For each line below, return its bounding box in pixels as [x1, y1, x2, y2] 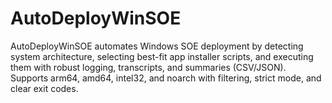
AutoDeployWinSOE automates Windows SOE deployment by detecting [10, 40, 304, 52]
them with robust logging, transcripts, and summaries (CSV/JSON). [10, 61, 287, 73]
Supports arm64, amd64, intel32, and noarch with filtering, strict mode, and [10, 72, 322, 84]
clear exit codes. [10, 82, 79, 94]
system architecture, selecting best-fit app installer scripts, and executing [10, 50, 314, 62]
